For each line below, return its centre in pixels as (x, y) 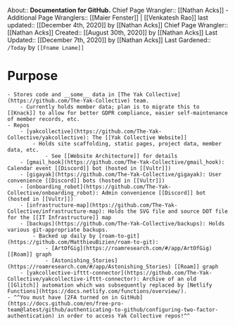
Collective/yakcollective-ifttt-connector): (74, 279)
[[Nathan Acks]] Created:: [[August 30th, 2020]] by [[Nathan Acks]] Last (113, 32)
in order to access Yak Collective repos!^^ (124, 315)
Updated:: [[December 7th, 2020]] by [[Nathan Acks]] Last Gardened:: (109, 40)
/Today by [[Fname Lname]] (46, 47)
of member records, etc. (44, 119)
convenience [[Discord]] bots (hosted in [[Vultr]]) (86, 181)
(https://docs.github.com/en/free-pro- (66, 304)
